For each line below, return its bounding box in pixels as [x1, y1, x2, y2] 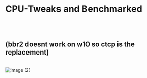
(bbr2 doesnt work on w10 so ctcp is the [5, 40, 135, 49]
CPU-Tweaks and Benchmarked [5, 3, 142, 15]
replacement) [5, 48, 49, 57]
